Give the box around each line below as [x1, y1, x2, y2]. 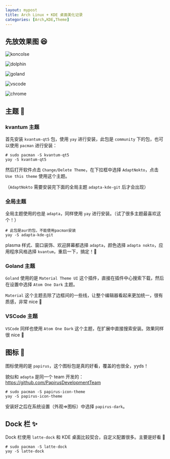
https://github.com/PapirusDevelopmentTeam [5, 379, 101, 385]
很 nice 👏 [5, 332, 24, 338]
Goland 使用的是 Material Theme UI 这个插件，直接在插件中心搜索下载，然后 [5, 275, 164, 281]
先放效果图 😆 [5, 37, 47, 46]
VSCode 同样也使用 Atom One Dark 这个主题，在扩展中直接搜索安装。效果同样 [5, 325, 164, 331]
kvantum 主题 [5, 123, 40, 130]
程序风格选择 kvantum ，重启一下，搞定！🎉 [9, 248, 97, 255]
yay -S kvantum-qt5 [5, 157, 47, 162]
